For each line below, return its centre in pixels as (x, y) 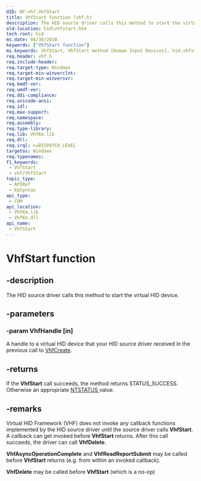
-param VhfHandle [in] (40, 331)
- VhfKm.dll (24, 218)
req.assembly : (24, 123)
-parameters (30, 314)
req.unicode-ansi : (29, 101)
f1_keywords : (22, 162)
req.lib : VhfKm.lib (31, 134)
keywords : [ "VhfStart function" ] (48, 46)
